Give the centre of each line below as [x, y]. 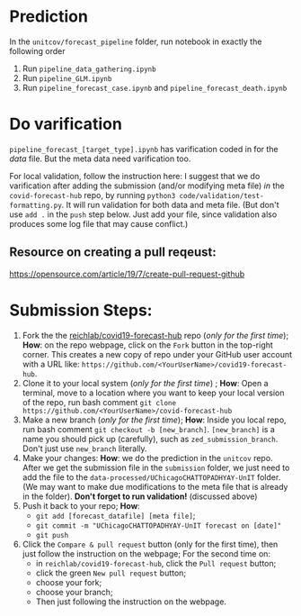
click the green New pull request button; [111, 573]
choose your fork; [69, 582]
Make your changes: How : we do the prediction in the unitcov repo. [147, 457]
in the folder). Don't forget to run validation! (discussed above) [140, 496]
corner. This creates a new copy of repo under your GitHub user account [157, 354]
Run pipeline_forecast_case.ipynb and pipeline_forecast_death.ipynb [155, 87]
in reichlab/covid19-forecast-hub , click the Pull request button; [156, 563]
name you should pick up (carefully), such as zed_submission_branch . [150, 439]
